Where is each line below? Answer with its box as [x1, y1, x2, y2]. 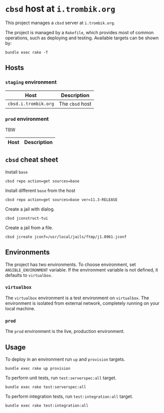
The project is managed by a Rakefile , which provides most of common [5, 29, 154, 35]
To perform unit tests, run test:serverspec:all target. [5, 375, 117, 381]
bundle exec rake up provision [5, 366, 71, 371]
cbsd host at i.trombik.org [5, 3, 115, 15]
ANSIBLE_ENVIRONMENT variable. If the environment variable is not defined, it [5, 266, 158, 272]
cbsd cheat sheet [5, 156, 59, 164]
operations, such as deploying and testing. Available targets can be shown [5, 35, 159, 41]
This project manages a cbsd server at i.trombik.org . [5, 20, 115, 26]
